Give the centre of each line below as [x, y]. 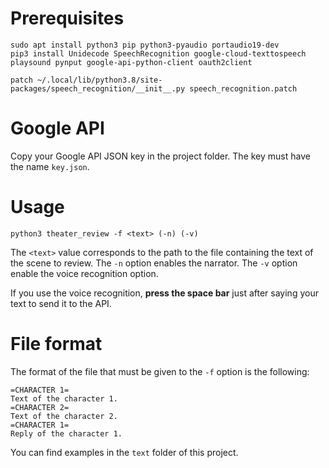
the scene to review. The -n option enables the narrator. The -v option [154, 263]
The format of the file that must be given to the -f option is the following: [160, 371]
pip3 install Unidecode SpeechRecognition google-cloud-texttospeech [158, 53]
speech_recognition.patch [243, 88]
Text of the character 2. [64, 416]
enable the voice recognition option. [84, 273]
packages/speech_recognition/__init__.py [98, 88]
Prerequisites [67, 18]
